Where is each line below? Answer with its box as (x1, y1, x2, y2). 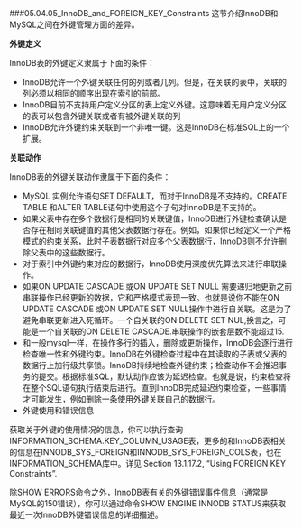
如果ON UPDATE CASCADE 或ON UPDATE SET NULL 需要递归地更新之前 (22, 281, 293, 292)
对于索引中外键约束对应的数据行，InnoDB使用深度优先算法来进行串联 (22, 258, 279, 269)
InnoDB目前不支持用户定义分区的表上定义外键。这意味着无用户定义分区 (22, 99, 287, 110)
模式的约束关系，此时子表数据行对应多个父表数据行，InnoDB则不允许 (22, 236, 279, 246)
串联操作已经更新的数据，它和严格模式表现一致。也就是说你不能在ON (22, 292, 280, 302)
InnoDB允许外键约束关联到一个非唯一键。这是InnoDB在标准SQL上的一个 (22, 122, 290, 133)
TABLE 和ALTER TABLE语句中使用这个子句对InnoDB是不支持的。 (22, 202, 261, 212)
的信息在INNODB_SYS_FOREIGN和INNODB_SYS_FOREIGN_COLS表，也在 (9, 447, 282, 458)
